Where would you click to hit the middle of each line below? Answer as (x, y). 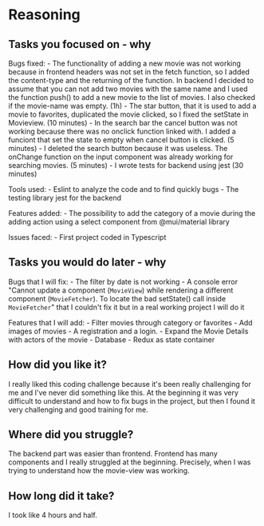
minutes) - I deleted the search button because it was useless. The (118, 148)
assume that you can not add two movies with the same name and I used (128, 89)
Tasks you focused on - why (80, 44)
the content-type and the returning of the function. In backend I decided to (131, 80)
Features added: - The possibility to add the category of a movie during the (132, 213)
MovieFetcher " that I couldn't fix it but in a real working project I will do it (126, 307)
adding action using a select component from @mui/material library (119, 222)
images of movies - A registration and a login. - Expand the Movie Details (128, 331)
